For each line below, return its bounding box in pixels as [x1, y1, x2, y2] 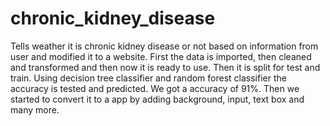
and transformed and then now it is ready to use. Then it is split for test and [10, 61, 321, 73]
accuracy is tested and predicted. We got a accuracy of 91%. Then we [10, 82, 300, 94]
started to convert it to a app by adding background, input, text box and [10, 93, 305, 105]
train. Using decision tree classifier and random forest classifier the [10, 72, 287, 84]
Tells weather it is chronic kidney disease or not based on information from [10, 40, 319, 52]
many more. [10, 103, 60, 116]
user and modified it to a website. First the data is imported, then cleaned [10, 50, 312, 62]
